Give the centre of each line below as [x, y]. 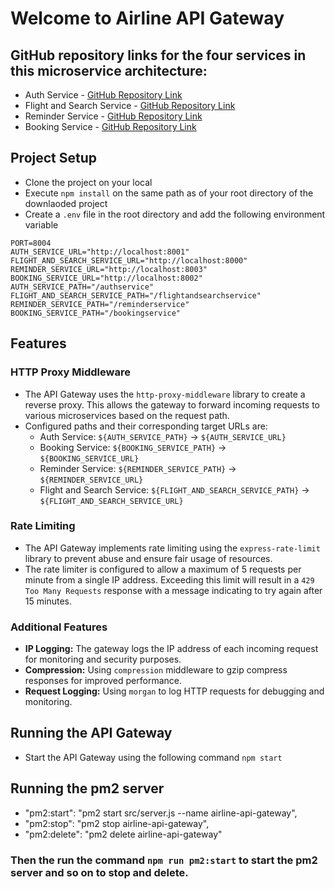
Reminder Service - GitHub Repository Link [113, 116]
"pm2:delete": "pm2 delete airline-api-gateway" [123, 834]
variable [41, 224]
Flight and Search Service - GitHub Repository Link [130, 105]
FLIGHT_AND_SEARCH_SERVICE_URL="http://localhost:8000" [129, 260]
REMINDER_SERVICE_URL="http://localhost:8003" [109, 269]
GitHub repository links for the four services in [158, 55]
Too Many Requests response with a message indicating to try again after [173, 590]
